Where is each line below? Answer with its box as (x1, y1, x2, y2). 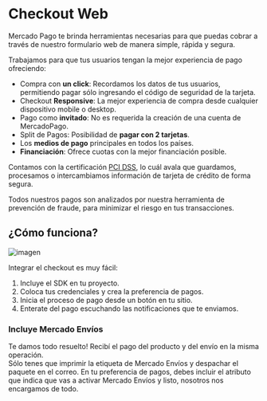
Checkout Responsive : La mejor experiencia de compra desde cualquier (19, 96, 259, 105)
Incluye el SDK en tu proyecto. (19, 278, 120, 288)
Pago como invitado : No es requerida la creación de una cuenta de (19, 112, 241, 122)
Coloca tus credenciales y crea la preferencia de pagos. (19, 286, 204, 296)
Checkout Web (8, 5, 109, 23)
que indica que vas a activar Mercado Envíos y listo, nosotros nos (8, 375, 224, 385)
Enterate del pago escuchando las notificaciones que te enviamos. (19, 304, 239, 313)
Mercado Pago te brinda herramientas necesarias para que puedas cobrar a (8, 31, 258, 41)
